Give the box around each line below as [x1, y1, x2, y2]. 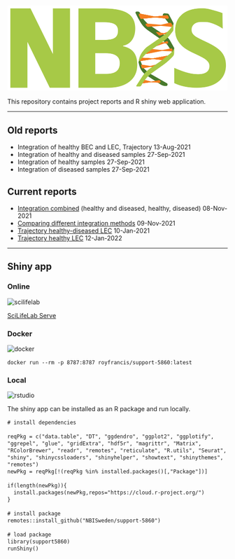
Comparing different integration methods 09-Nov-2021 [17, 219, 176, 227]
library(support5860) [7, 538, 71, 546]
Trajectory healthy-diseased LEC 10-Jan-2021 [17, 226, 150, 235]
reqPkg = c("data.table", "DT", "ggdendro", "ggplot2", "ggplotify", [7, 433, 215, 441]
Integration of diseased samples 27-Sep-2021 [17, 165, 150, 174]
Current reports [7, 186, 77, 198]
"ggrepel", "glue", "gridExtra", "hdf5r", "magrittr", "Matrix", [7, 440, 201, 448]
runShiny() [7, 545, 39, 553]
